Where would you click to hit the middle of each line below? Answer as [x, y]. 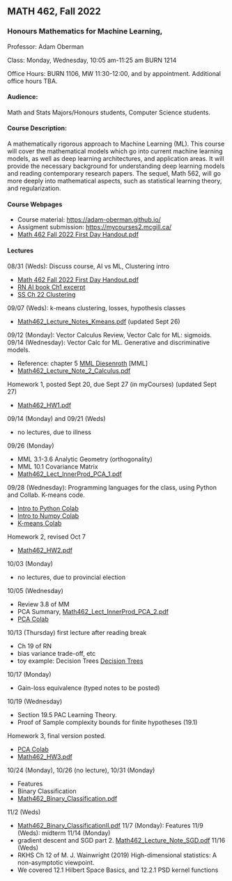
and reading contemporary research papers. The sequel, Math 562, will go [114, 174]
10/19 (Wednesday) [35, 701]
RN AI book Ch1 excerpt [51, 287]
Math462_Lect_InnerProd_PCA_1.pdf [70, 474]
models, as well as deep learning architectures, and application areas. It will [116, 159]
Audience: [23, 97]
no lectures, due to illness [54, 432]
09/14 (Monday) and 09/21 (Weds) [56, 418]
